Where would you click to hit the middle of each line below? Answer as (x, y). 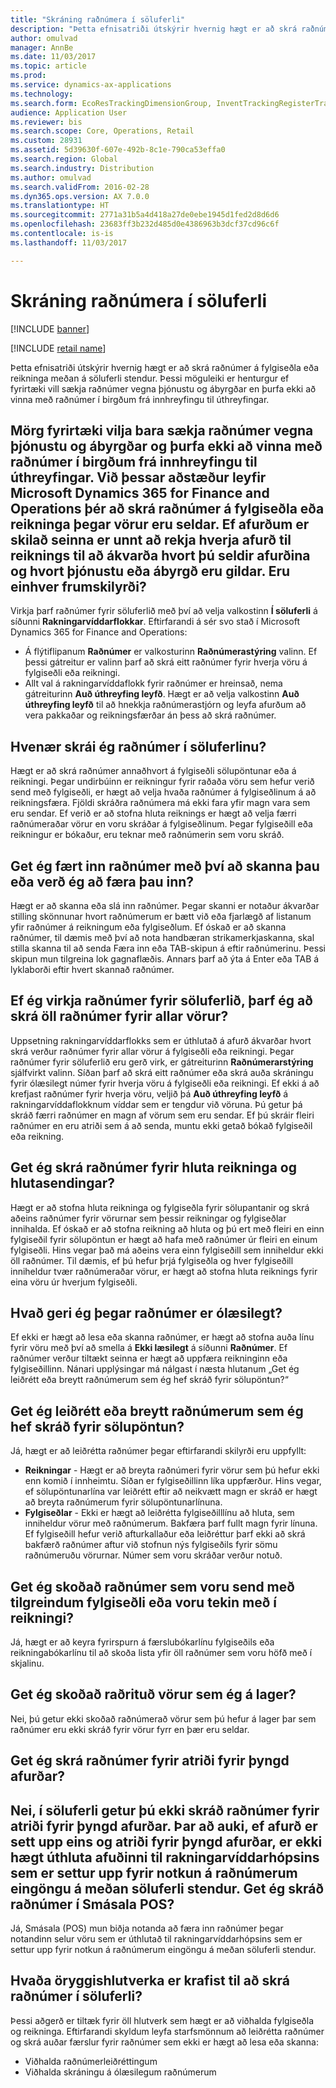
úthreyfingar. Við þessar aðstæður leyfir (138, 477)
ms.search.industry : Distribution (82, 168)
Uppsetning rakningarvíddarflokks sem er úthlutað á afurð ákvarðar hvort (161, 1040)
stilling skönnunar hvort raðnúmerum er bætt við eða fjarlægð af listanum (161, 916)
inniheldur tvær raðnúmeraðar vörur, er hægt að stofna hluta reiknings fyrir (164, 1271)
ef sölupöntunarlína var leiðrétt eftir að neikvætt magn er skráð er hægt (171, 1492)
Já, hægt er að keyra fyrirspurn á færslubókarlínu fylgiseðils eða (142, 1642)
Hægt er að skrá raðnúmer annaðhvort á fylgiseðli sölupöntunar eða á (153, 771)
